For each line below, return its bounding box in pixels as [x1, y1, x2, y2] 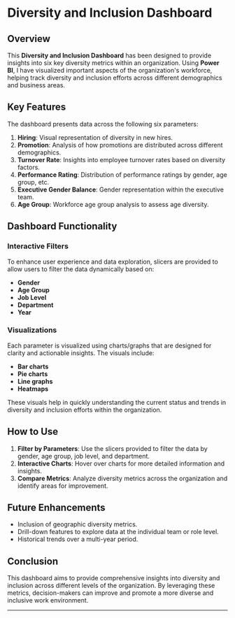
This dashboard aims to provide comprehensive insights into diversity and [7, 574, 220, 582]
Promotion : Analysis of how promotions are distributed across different [17, 141, 223, 149]
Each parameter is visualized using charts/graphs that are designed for [7, 341, 212, 350]
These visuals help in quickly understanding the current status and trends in [7, 398, 227, 406]
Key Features [7, 101, 66, 113]
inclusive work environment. [7, 596, 89, 605]
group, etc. [17, 178, 50, 186]
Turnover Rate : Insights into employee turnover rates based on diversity [17, 155, 226, 164]
